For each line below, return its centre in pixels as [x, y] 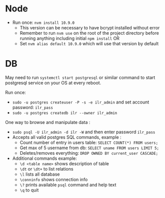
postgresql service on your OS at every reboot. [53, 83]
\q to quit [29, 190]
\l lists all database [40, 174]
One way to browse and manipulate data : [48, 122]
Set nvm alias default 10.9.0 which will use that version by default [89, 43]
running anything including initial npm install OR [70, 38]
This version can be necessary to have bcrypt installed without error [90, 27]
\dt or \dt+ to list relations [46, 169]
